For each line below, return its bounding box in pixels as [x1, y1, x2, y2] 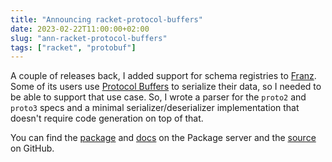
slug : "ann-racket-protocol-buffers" [10, 33, 168, 43]
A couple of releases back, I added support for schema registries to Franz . [10, 70, 317, 82]
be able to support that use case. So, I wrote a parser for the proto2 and [10, 91, 307, 103]
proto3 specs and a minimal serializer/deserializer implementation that [10, 102, 300, 114]
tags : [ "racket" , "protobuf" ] [10, 42, 137, 53]
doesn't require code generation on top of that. [10, 112, 204, 125]
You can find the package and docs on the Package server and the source [10, 132, 317, 144]
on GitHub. [10, 142, 55, 155]
